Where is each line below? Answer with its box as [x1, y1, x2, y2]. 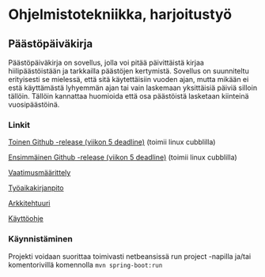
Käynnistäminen [8, 234, 73, 245]
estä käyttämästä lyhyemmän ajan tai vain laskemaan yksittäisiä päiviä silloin [8, 83, 258, 92]
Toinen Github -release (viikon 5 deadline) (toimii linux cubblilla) [8, 137, 216, 147]
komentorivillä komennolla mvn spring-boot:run [8, 260, 163, 269]
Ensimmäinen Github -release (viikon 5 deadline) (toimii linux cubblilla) [8, 152, 237, 163]
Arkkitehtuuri [8, 199, 51, 208]
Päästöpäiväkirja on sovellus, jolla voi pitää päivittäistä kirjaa [8, 58, 204, 67]
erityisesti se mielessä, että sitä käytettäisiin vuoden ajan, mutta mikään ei [8, 75, 249, 84]
